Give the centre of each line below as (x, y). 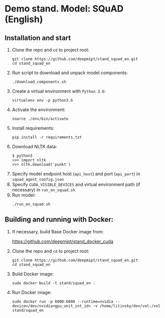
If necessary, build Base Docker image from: (58, 231)
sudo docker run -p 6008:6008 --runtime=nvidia (62, 301)
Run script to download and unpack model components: (70, 73)
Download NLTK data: (34, 146)
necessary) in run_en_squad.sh (44, 190)
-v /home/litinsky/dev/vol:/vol (127, 306)
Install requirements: (33, 128)
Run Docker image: (32, 292)
